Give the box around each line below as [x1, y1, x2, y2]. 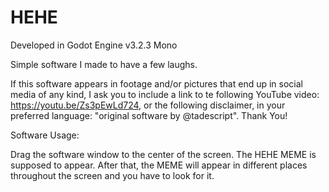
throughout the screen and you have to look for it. [10, 169, 215, 181]
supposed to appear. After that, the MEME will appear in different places [10, 159, 308, 171]
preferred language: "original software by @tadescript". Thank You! [10, 109, 288, 121]
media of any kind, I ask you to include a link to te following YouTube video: [10, 88, 320, 100]
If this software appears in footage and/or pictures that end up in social [10, 77, 303, 90]
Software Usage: [10, 129, 80, 141]
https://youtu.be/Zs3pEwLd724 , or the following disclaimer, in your [10, 99, 286, 111]
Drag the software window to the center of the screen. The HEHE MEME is [10, 148, 317, 160]
